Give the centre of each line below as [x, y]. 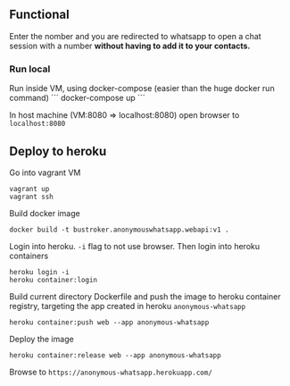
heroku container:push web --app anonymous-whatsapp [109, 322]
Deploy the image [41, 339]
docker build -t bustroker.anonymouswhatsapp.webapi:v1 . [119, 230]
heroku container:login [54, 280]
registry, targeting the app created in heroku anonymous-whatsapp [128, 306]
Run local [30, 69]
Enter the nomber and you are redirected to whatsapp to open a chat [135, 36]
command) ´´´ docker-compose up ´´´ [77, 98]
